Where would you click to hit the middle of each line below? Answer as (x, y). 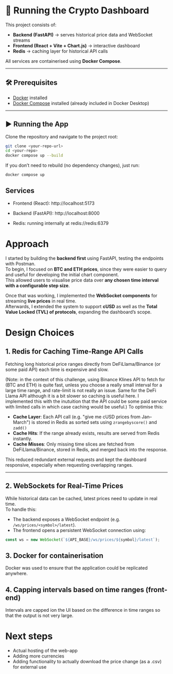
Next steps (29, 636)
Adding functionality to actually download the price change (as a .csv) (87, 662)
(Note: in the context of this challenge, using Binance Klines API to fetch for (85, 379)
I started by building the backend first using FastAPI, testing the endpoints (84, 258)
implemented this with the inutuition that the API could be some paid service (86, 401)
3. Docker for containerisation (55, 555)
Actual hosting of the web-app (45, 651)
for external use (30, 667)
